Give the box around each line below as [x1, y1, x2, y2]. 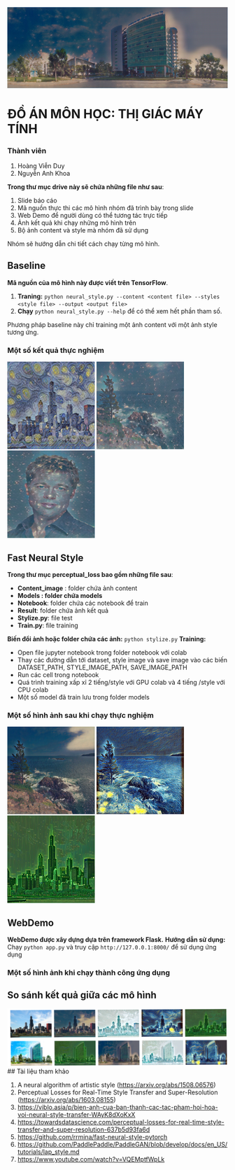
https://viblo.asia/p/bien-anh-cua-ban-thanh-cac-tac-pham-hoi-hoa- [17, 1103, 218, 1112]
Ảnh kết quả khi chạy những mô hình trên [17, 218, 136, 227]
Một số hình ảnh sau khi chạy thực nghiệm [7, 710, 154, 720]
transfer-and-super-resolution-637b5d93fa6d [17, 1125, 150, 1134]
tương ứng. [7, 328, 39, 336]
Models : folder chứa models [17, 591, 103, 599]
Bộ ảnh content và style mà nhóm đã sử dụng [17, 226, 149, 235]
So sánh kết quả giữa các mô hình [7, 989, 157, 1001]
